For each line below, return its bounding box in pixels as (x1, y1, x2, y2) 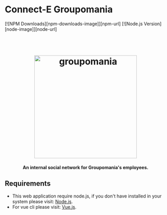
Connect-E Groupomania (5, 4, 113, 15)
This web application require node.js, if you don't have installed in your (12, 193, 162, 199)
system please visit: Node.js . (12, 198, 73, 204)
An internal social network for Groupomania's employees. (23, 164, 149, 170)
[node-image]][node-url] (5, 26, 57, 32)
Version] (143, 21, 162, 27)
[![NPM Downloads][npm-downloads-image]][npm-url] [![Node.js (5, 21, 143, 27)
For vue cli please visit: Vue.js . (12, 204, 77, 210)
